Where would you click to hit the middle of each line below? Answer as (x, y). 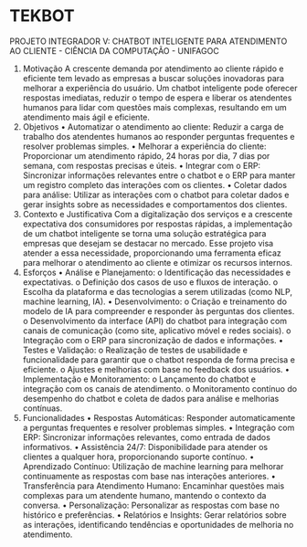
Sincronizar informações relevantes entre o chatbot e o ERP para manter (159, 175)
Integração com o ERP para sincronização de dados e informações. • (153, 340)
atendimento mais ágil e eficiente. (86, 117)
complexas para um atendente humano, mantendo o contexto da (144, 495)
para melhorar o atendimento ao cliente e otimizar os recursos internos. (158, 262)
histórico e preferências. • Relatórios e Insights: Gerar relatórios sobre (154, 515)
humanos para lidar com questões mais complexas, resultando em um (155, 107)
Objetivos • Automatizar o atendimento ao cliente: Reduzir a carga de (153, 126)
